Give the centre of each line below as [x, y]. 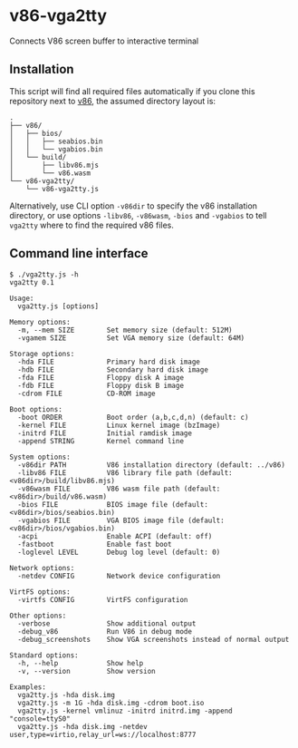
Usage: [22, 298]
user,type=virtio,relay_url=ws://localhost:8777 [103, 734]
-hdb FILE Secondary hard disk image [113, 369]
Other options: [38, 616]
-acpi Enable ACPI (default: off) [115, 536]
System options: [40, 457]
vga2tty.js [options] [58, 306]
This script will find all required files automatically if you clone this [132, 91]
